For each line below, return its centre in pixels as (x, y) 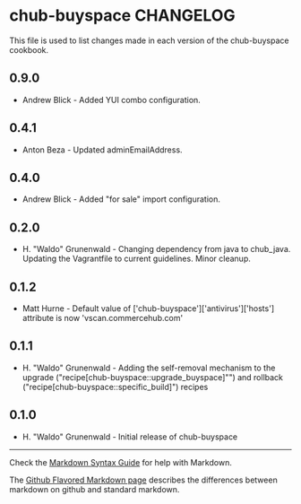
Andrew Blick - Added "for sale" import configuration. (121, 199)
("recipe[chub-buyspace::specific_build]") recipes (115, 387)
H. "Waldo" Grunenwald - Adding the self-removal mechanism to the (149, 368)
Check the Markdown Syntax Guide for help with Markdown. (121, 462)
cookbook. (29, 49)
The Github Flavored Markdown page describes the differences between (143, 480)
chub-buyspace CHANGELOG (122, 16)
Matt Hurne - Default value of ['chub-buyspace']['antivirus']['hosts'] (148, 308)
